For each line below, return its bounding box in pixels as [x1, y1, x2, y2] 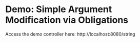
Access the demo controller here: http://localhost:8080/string [5, 31, 135, 37]
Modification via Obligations [5, 14, 129, 26]
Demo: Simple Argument [5, 4, 112, 15]
